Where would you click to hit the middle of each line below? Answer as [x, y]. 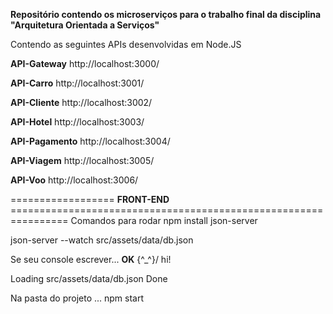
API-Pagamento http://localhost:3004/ [90, 141]
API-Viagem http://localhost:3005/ [82, 160]
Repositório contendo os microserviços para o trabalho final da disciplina [166, 14]
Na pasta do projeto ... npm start [77, 298]
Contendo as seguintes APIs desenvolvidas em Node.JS [126, 44]
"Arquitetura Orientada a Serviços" [85, 25]
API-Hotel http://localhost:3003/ [77, 122]
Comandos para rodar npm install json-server [164, 220]
